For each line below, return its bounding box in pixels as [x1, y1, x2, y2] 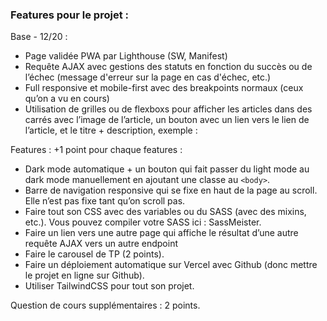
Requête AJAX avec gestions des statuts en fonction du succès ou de [24, 61, 313, 73]
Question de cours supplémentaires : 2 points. [10, 299, 201, 312]
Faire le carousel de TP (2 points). [24, 248, 165, 260]
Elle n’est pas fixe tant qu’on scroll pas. [24, 195, 186, 207]
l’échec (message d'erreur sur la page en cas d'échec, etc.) [24, 71, 272, 83]
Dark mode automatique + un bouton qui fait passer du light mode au [24, 163, 310, 175]
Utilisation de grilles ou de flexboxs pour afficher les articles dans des [24, 103, 313, 115]
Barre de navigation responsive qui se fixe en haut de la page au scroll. [24, 184, 318, 197]
